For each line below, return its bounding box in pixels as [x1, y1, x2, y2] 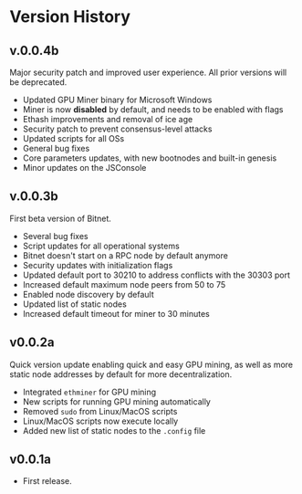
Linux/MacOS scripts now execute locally [22, 415, 179, 426]
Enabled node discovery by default [22, 289, 154, 300]
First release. [22, 476, 72, 487]
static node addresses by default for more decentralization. [9, 368, 233, 380]
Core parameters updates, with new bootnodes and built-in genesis [22, 152, 277, 163]
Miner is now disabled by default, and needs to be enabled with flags [22, 104, 284, 115]
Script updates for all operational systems [22, 240, 180, 251]
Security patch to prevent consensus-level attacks [22, 123, 213, 134]
